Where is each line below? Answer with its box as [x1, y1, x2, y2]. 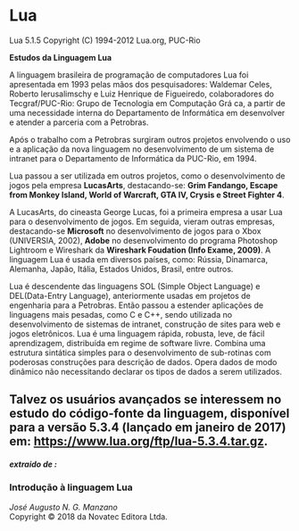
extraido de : [9, 459, 58, 469]
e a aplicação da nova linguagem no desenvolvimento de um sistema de [9, 144, 275, 154]
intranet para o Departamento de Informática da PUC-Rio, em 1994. [9, 153, 257, 163]
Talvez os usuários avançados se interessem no [9, 392, 282, 407]
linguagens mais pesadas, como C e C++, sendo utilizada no [9, 309, 233, 319]
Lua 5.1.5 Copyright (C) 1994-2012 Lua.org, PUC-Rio [9, 35, 201, 46]
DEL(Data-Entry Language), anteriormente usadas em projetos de [9, 290, 252, 301]
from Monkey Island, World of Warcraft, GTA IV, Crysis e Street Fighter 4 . [9, 189, 285, 200]
